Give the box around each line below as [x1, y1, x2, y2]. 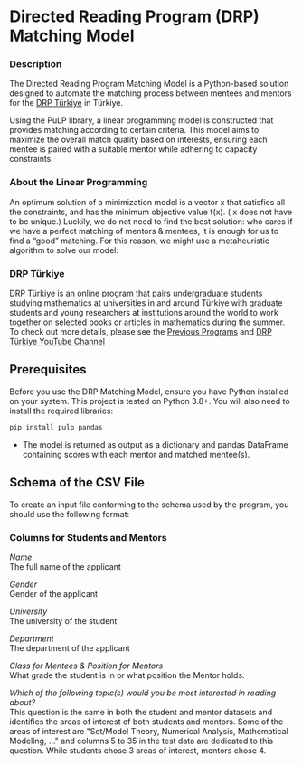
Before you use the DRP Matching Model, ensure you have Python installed [9, 386, 289, 397]
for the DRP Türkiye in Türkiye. [9, 98, 124, 109]
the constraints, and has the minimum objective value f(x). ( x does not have [9, 206, 292, 217]
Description [9, 58, 62, 71]
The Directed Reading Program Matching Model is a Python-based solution [9, 79, 289, 90]
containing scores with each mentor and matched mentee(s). [22, 449, 250, 459]
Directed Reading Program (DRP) [9, 6, 260, 27]
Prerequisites [9, 362, 87, 377]
